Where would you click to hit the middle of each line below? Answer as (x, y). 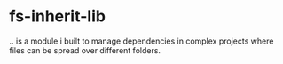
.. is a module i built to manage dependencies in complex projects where (141, 41)
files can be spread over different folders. (85, 50)
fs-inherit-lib (58, 16)
